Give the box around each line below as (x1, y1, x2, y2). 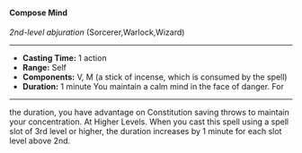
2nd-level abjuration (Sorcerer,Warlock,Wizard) (9, 27, 185, 38)
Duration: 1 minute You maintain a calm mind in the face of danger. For (22, 81, 285, 92)
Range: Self (22, 63, 67, 73)
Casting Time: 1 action (22, 53, 107, 64)
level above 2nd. (9, 135, 71, 147)
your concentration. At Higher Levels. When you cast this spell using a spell (9, 116, 289, 127)
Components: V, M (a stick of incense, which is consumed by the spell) (22, 72, 288, 82)
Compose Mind (9, 7, 68, 18)
